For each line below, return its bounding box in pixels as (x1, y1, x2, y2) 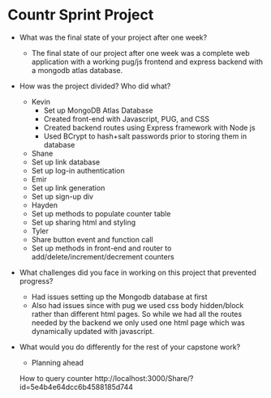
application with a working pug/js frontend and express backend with (31, 57, 264, 66)
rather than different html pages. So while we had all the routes (31, 309, 243, 319)
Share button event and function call (31, 234, 153, 244)
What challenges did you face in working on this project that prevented (19, 267, 257, 277)
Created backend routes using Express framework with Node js (43, 122, 256, 132)
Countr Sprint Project (7, 6, 154, 24)
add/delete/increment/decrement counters (31, 251, 175, 261)
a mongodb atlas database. (31, 65, 123, 75)
